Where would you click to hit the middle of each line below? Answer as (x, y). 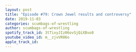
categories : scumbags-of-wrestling (42, 24)
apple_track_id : (22, 42)
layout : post (19, 10)
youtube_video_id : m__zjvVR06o (37, 38)
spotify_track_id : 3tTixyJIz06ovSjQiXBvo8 (49, 33)
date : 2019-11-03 (23, 19)
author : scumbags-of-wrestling (37, 28)
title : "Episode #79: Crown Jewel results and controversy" (68, 14)
